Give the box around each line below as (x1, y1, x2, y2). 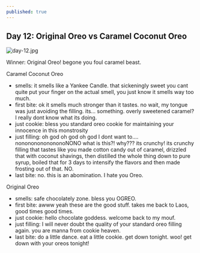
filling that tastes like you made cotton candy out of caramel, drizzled (14, 146, 186, 154)
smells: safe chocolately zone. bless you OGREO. (14, 195, 137, 202)
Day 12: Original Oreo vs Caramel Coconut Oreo (6, 31, 187, 42)
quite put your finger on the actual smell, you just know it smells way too (14, 89, 194, 96)
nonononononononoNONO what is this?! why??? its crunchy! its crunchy (14, 140, 194, 147)
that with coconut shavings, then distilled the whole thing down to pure (14, 152, 191, 160)
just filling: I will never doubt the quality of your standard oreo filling (14, 220, 182, 228)
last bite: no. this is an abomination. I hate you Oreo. (14, 172, 144, 179)
